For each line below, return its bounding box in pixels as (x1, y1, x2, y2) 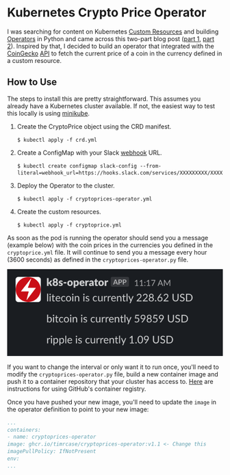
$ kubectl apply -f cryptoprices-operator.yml (16, 195, 153, 203)
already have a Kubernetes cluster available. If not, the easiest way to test (7, 101, 216, 110)
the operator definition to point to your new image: (7, 405, 149, 413)
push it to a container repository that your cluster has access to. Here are (7, 377, 214, 385)
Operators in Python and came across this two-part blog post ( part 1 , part (7, 34, 214, 42)
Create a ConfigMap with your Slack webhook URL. (16, 149, 162, 157)
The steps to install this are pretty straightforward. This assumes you (7, 94, 201, 103)
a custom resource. (7, 56, 62, 64)
